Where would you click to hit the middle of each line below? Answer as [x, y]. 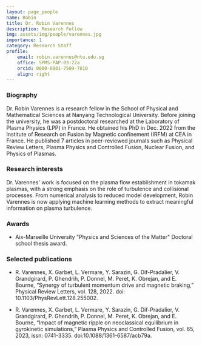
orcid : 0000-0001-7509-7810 [52, 68]
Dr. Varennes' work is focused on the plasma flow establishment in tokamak [101, 182]
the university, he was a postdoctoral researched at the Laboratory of [93, 121]
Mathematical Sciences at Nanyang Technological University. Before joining [101, 115]
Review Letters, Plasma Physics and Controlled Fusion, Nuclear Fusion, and [101, 147]
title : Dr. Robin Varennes [40, 23]
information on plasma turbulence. [49, 208]
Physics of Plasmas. [31, 153]
